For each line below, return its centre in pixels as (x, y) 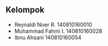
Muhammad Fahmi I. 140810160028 (58, 31)
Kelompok (25, 10)
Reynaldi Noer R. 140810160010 (53, 24)
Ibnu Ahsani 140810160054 (48, 37)
